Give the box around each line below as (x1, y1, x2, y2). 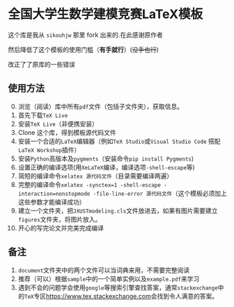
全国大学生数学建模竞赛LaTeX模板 (8, 6, 203, 22)
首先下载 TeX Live (17, 110, 68, 119)
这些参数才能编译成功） (17, 197, 86, 206)
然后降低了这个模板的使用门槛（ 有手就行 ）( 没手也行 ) (8, 45, 159, 53)
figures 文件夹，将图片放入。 (17, 215, 102, 223)
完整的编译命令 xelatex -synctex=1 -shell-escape (17, 180, 161, 188)
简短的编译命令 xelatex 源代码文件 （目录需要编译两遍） (17, 172, 173, 180)
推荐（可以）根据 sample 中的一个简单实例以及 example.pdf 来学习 (17, 274, 200, 283)
